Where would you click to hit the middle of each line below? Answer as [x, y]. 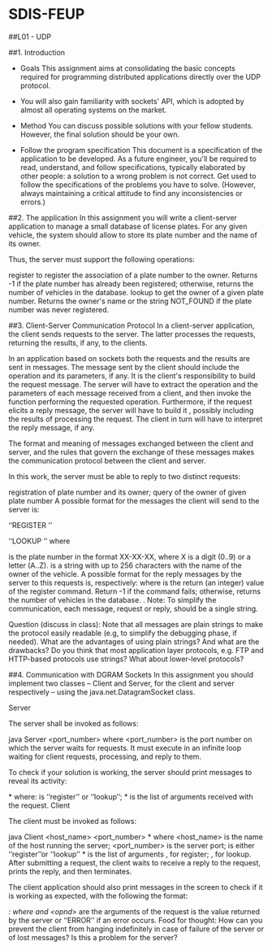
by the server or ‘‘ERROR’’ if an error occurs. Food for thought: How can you [136, 920]
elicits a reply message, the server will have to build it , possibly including [131, 410]
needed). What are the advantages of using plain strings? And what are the [134, 641]
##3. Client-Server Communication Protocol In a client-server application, [132, 325]
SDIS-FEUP [47, 14]
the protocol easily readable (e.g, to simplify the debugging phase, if [123, 633]
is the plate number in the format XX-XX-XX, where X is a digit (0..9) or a [130, 556]
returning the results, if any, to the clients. [78, 342]
